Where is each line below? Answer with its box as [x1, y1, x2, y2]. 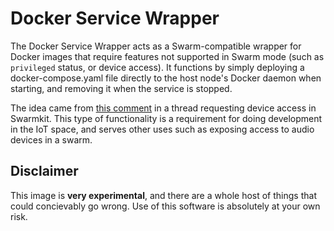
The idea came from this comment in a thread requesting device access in [10, 102, 317, 114]
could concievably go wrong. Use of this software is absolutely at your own [10, 200, 321, 212]
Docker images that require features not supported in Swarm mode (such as [10, 50, 325, 62]
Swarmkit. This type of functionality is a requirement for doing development [10, 112, 323, 124]
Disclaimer [10, 163, 79, 180]
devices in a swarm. [10, 133, 93, 146]
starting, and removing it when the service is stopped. [10, 82, 233, 94]
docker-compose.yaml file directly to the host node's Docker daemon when [10, 72, 322, 84]
